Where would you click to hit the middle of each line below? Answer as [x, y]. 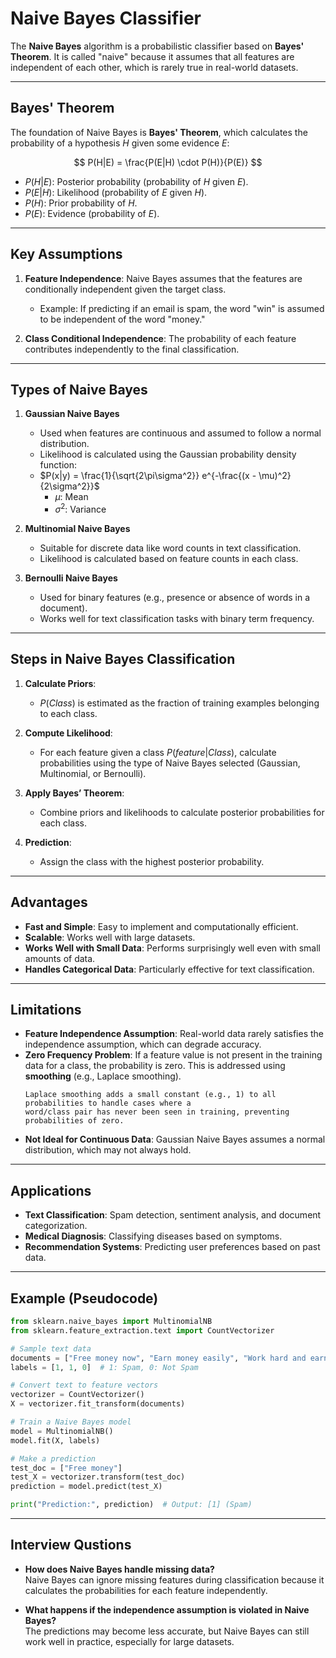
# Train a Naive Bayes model [71, 1422]
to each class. [68, 713]
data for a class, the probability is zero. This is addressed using [155, 1066]
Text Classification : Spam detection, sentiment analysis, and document [173, 1215]
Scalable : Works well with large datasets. [110, 937]
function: [58, 465]
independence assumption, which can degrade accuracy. [143, 1044]
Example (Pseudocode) [84, 1298]
